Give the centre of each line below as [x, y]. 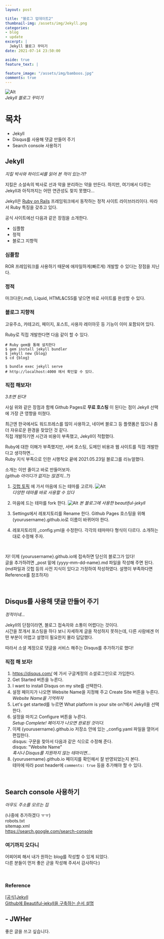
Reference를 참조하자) [27, 575]
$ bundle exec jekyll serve [34, 366]
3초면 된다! [16, 397]
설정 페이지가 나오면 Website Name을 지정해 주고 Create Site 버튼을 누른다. [86, 692]
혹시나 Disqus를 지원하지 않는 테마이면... [52, 753]
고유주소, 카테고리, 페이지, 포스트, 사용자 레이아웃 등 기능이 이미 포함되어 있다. [80, 324]
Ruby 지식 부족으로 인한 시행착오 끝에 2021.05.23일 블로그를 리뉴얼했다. [75, 459]
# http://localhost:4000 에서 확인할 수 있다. [50, 372]
